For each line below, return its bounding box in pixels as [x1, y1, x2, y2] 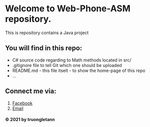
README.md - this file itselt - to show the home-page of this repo [12, 67, 146, 73]
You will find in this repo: [5, 44, 83, 52]
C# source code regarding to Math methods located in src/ [12, 57, 132, 63]
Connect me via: [5, 87, 57, 95]
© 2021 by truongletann [5, 117, 55, 123]
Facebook [12, 100, 33, 106]
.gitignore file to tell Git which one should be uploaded [12, 62, 122, 68]
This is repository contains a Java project [5, 30, 89, 35]
